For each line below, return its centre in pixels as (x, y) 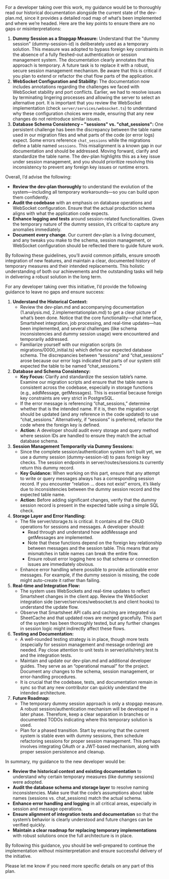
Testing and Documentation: (43, 634)
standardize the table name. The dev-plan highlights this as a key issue (86, 156)
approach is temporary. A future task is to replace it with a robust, (81, 65)
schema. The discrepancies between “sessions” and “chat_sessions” (92, 355)
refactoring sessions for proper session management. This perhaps (90, 741)
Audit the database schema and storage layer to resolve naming (80, 787)
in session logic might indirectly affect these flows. (73, 628)
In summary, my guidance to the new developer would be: (66, 761)
